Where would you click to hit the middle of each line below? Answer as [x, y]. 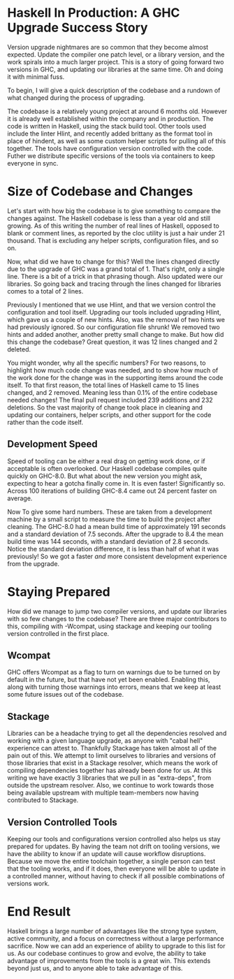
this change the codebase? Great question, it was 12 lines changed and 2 [112, 342]
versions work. [29, 884]
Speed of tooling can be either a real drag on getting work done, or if [106, 461]
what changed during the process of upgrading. [76, 97]
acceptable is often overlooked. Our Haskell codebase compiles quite [107, 468]
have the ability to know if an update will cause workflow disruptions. [107, 854]
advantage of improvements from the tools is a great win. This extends [109, 961]
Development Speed [52, 444]
